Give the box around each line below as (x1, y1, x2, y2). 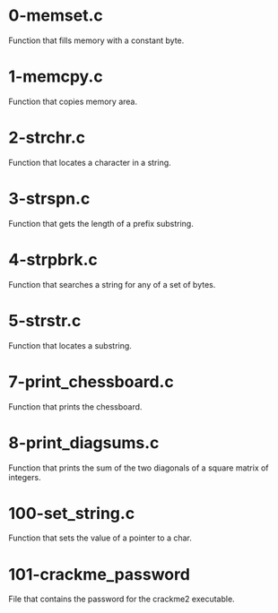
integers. (8, 471, 41, 482)
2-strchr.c (8, 127, 86, 148)
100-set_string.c (8, 503, 135, 523)
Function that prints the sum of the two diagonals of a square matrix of (8, 462, 270, 473)
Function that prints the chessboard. (8, 401, 143, 412)
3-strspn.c (8, 189, 91, 209)
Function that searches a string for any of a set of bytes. (8, 279, 216, 289)
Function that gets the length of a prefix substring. (8, 218, 194, 229)
